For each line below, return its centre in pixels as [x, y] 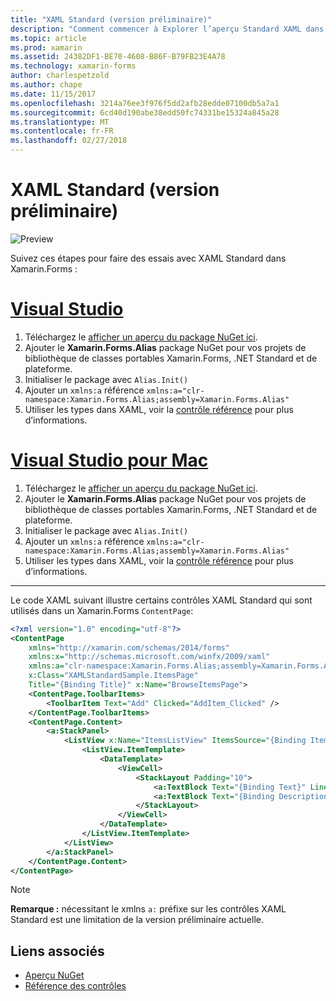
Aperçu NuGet [54, 975]
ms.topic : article [48, 38]
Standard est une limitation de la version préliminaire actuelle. [137, 920]
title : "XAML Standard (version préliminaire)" [111, 19]
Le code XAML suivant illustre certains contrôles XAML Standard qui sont [161, 600]
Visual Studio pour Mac [109, 460]
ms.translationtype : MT [60, 122]
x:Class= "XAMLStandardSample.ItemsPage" [113, 676]
